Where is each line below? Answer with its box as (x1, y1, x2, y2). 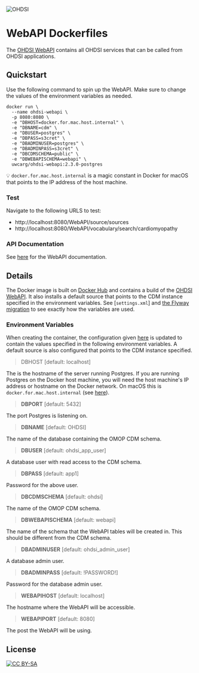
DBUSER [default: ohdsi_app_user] (20, 447, 106, 454)
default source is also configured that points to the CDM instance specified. (6, 347, 192, 354)
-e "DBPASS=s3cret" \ (11, 135, 66, 141)
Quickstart (6, 70, 47, 80)
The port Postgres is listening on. (6, 412, 88, 420)
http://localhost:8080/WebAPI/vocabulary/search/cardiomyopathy (14, 225, 178, 233)
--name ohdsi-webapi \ (11, 109, 68, 115)
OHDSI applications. (6, 53, 56, 60)
